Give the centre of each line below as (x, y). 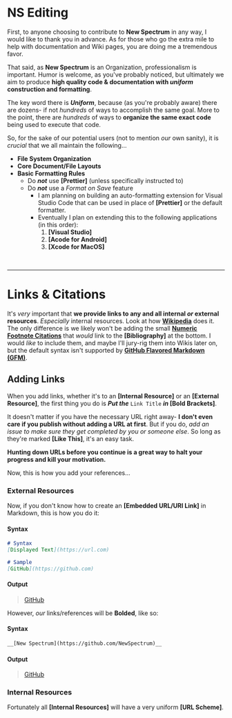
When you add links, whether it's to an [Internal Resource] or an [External (113, 396)
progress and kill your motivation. (57, 459)
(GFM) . (17, 358)
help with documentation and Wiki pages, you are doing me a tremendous (112, 46)
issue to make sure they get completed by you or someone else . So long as (114, 431)
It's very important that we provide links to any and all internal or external (113, 313)
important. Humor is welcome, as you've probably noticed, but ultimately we (116, 75)
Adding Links (36, 379)
